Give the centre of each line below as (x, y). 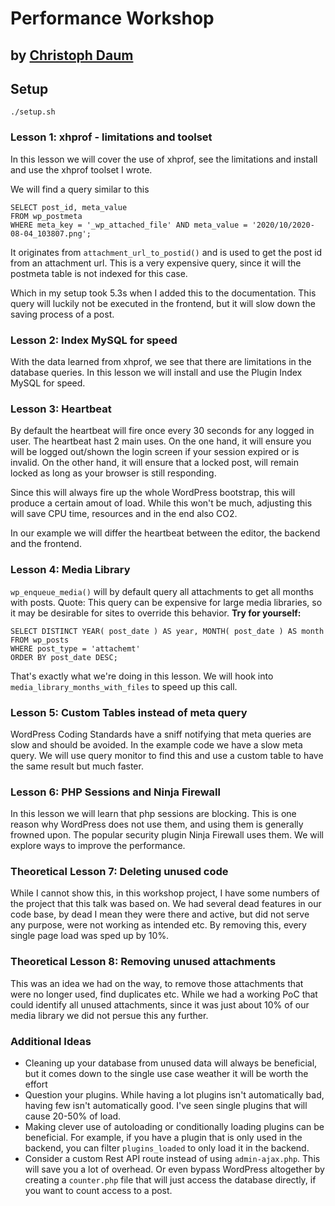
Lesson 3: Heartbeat (61, 409)
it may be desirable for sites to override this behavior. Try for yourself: (156, 613)
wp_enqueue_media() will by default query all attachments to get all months (162, 591)
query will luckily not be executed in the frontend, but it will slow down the (163, 303)
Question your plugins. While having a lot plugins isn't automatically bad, (174, 1095)
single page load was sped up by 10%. (90, 936)
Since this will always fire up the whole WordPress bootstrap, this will (153, 493)
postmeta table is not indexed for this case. (99, 273)
